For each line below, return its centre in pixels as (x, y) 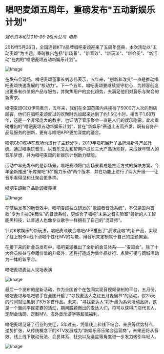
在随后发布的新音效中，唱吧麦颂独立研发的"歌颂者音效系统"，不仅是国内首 (80, 208)
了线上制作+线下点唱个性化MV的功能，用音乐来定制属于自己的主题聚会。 (78, 236)
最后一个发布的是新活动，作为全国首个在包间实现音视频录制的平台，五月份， (82, 289)
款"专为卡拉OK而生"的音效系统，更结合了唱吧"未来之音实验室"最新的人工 (79, 214)
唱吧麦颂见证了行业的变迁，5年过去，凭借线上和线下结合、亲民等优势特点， (81, 324)
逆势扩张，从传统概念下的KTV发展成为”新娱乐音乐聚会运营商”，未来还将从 (80, 330)
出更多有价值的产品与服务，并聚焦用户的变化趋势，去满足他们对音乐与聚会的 (82, 91)
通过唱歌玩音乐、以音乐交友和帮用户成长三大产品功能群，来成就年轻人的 (86, 149)
